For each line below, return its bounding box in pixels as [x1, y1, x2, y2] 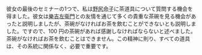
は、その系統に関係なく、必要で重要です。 [6, 42, 112, 50]
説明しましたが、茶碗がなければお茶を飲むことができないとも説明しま [22, 20, 197, 27]
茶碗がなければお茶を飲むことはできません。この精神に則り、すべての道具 [6, 35, 191, 42]
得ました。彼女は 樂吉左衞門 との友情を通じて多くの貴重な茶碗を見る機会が [6, 13, 191, 20]
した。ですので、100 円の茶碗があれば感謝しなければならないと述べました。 [6, 27, 196, 35]
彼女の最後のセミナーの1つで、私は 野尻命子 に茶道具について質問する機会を [6, 5, 193, 12]
